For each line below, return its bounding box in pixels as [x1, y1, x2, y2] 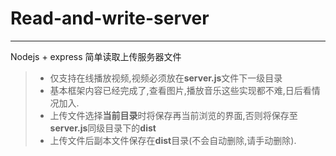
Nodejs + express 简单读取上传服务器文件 [10, 50, 182, 62]
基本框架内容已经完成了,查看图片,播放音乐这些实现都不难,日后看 [49, 84, 312, 96]
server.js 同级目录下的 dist [49, 122, 157, 134]
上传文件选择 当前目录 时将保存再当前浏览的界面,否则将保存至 [49, 109, 298, 121]
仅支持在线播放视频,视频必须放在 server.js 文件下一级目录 [49, 72, 283, 84]
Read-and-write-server [10, 7, 210, 30]
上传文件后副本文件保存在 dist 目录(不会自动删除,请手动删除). [49, 134, 297, 146]
